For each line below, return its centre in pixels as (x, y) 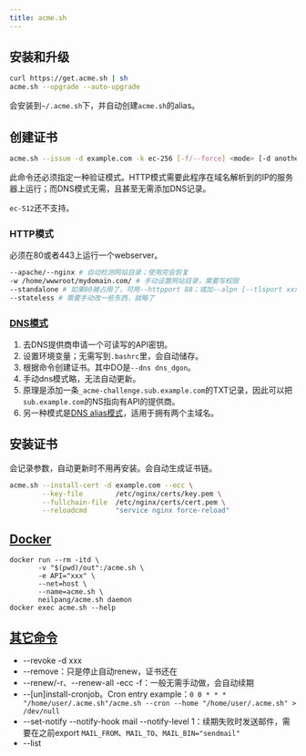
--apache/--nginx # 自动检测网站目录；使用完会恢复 (99, 273)
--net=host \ (63, 584)
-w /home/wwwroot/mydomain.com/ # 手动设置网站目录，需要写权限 (124, 281)
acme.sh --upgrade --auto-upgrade (75, 87)
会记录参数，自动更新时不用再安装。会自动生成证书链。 (113, 468)
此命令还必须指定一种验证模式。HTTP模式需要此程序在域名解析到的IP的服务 (152, 177)
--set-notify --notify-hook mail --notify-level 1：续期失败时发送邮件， (153, 721)
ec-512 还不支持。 (42, 208)
